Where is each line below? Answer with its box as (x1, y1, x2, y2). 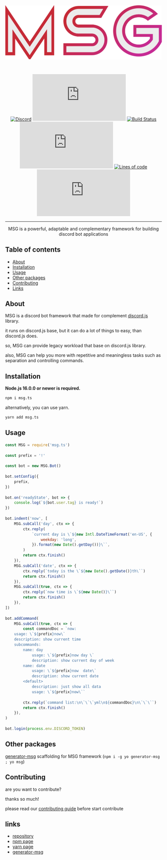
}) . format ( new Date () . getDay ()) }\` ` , (31, 542, 110, 548)
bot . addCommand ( (5, 616, 39, 621)
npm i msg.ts (5, 396, 32, 401)
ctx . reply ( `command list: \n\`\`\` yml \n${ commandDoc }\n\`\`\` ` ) (23, 700, 157, 705)
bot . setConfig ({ (5, 474, 39, 479)
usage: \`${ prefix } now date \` (31, 668, 97, 674)
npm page (12, 839, 34, 845)
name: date (23, 663, 46, 668)
